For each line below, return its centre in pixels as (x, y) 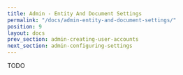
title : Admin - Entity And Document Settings (74, 14)
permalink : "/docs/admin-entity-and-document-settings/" (92, 20)
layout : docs (26, 33)
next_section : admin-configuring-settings (70, 46)
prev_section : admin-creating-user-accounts (73, 40)
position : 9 (24, 26)
